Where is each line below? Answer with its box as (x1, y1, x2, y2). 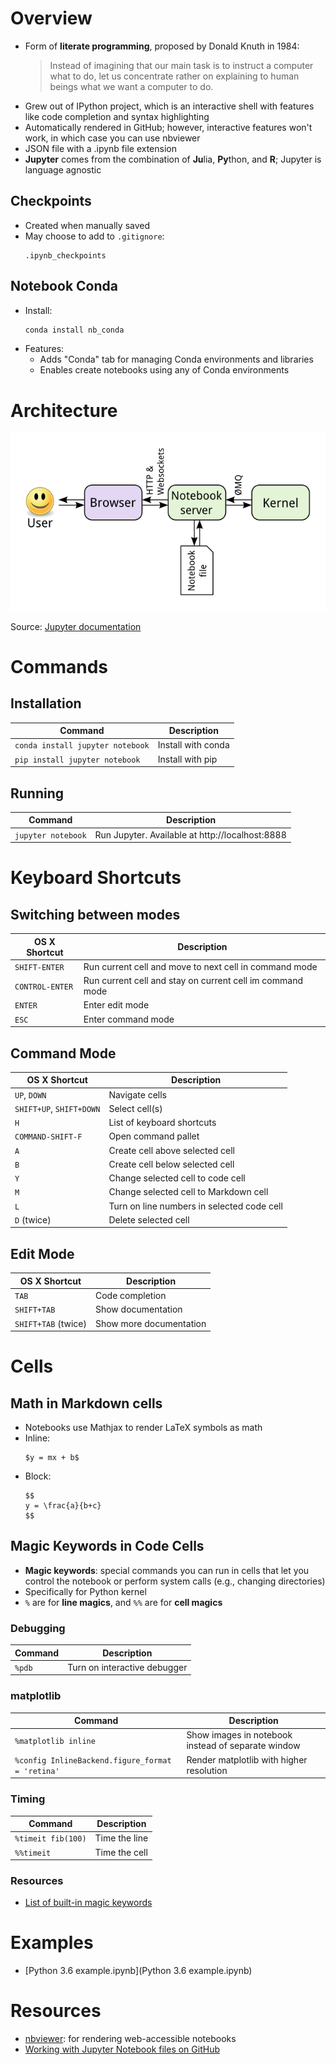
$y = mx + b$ (24, 1453, 80, 1463)
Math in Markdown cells (10, 1395, 163, 1412)
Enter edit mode (83, 999, 150, 1011)
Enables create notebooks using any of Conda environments (39, 364, 290, 376)
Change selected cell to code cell (108, 1172, 246, 1184)
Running (10, 785, 65, 802)
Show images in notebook (186, 1729, 293, 1741)
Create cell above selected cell (108, 1144, 235, 1156)
